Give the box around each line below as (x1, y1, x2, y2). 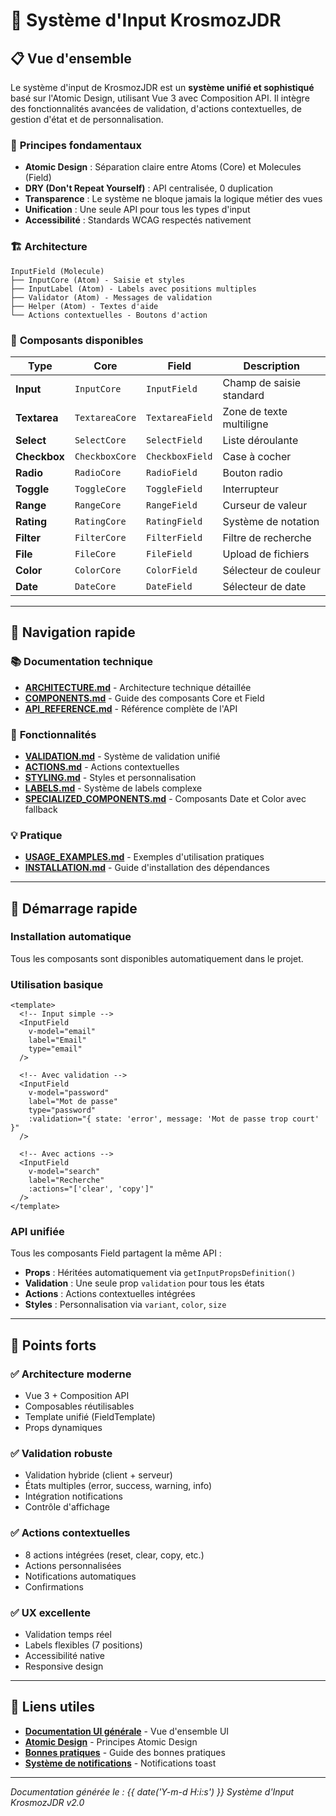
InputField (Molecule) (10, 266, 105, 276)
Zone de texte (222, 404, 288, 418)
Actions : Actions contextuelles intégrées (24, 1288, 196, 1300)
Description (243, 359, 300, 373)
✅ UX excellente (10, 1605, 91, 1619)
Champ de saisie (222, 375, 302, 389)
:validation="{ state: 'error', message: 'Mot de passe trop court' (28, 1114, 320, 1124)
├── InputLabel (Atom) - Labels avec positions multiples (10, 284, 257, 294)
